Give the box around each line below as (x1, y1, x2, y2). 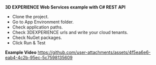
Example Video (5, 49, 37, 55)
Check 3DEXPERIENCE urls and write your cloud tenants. (12, 30, 128, 35)
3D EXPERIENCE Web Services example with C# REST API (5, 4, 125, 10)
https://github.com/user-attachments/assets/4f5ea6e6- (37, 49, 151, 55)
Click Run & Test (12, 40, 46, 46)
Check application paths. (12, 24, 63, 30)
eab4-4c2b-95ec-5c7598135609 (5, 55, 73, 61)
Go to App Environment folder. (12, 19, 74, 25)
